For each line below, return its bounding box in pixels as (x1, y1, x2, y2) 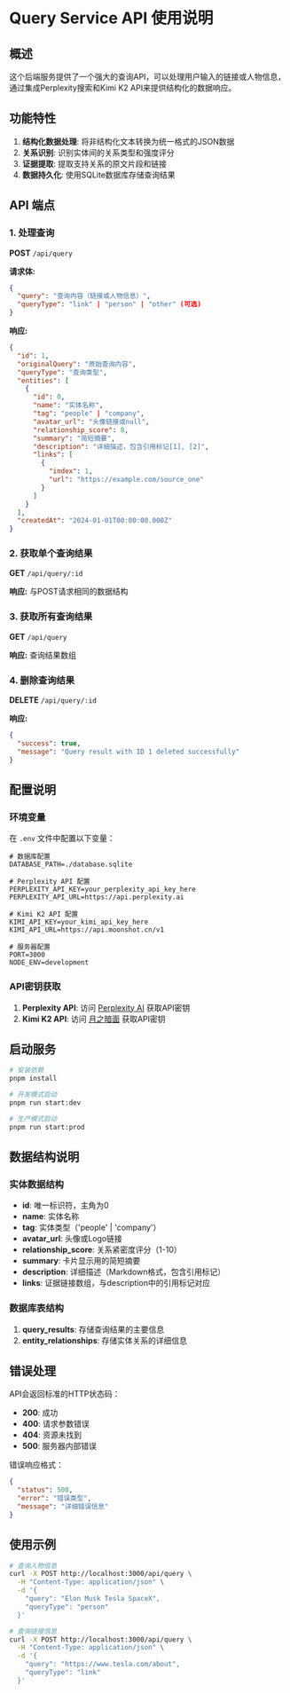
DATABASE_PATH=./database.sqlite (9, 860, 133, 870)
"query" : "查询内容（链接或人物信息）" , (17, 292, 151, 301)
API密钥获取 (9, 980, 61, 993)
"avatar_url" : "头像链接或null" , (32, 417, 150, 426)
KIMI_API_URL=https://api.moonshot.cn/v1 (9, 925, 165, 934)
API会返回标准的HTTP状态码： (9, 1389, 121, 1399)
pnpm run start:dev (9, 1098, 82, 1107)
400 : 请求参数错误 (21, 1419, 90, 1429)
